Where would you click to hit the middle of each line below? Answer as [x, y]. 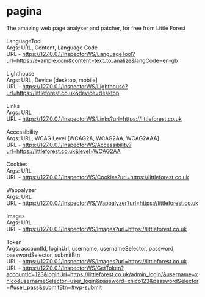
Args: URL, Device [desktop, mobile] [52, 80]
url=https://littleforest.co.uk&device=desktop [63, 93]
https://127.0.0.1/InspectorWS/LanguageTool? [79, 54]
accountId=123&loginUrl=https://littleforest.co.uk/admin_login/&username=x [102, 274]
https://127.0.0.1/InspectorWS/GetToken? [73, 268]
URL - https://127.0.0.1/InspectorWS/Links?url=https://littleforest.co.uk [94, 119]
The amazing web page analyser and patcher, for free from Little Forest [96, 28]
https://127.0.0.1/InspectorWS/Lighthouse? [75, 86]
